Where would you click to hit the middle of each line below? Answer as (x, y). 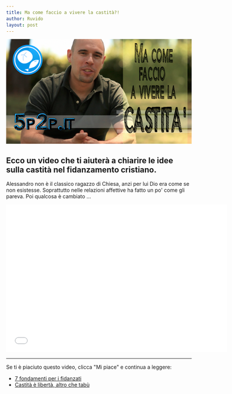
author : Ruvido (25, 19)
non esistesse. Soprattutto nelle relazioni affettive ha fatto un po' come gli (95, 190)
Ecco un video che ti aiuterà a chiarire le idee (90, 160)
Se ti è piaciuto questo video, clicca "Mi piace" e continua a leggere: (89, 367)
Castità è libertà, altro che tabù (52, 385)
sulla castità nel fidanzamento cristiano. (82, 170)
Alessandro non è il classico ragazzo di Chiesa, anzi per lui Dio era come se (98, 184)
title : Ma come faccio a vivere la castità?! (63, 12)
